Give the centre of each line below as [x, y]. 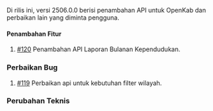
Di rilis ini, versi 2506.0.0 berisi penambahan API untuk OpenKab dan [106, 10]
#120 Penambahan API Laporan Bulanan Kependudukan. [98, 49]
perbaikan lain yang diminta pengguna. [63, 18]
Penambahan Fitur [34, 34]
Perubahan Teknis [38, 101]
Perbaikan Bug [32, 67]
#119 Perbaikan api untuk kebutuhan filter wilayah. [89, 83]
